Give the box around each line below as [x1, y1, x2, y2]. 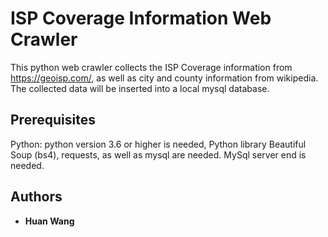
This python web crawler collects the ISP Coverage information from [10, 61, 293, 73]
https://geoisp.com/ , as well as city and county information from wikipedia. [10, 72, 319, 84]
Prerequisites [10, 112, 96, 129]
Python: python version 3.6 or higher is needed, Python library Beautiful [10, 138, 307, 150]
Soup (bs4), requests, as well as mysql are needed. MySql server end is [10, 148, 307, 161]
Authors [10, 188, 63, 206]
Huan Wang [24, 215, 75, 227]
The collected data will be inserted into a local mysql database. [10, 82, 270, 94]
